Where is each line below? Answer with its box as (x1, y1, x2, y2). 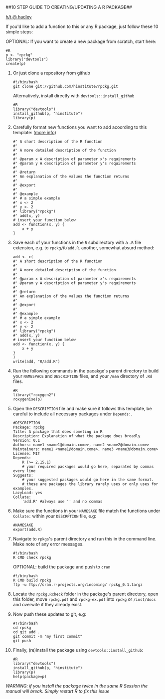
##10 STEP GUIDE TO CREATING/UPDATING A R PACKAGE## (5, 4, 132, 10)
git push (12, 638, 31, 643)
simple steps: (5, 29, 33, 34)
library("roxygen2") (12, 392, 56, 397)
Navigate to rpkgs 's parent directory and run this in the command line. (12, 536, 157, 541)
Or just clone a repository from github (12, 70, 90, 76)
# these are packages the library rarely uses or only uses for (22, 482, 159, 487)
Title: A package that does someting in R (12, 429, 103, 434)
